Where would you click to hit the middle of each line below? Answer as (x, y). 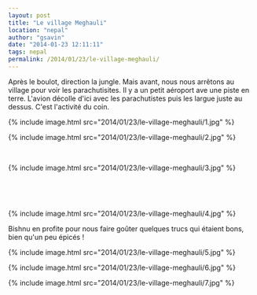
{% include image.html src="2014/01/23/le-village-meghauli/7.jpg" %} (121, 282)
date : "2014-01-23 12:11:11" (56, 45)
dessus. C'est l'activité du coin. (59, 106)
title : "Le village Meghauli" (58, 23)
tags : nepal (28, 52)
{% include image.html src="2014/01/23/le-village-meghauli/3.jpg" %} (122, 168)
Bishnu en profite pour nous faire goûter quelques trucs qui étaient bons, (126, 228)
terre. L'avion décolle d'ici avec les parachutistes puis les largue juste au (125, 98)
